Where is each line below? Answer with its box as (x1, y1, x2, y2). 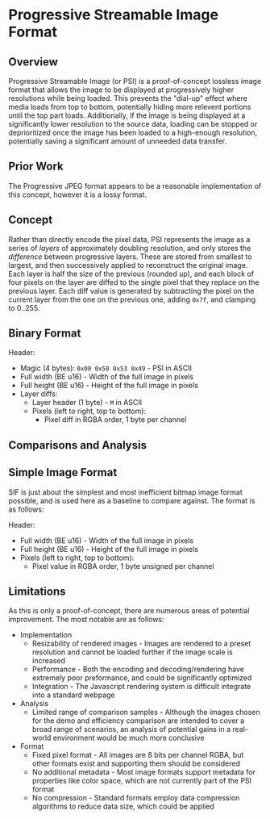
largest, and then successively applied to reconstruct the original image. (8, 260, 248, 270)
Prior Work (8, 160, 64, 173)
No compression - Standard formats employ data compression (31, 793, 240, 803)
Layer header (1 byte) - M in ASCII (31, 398, 143, 407)
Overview (8, 55, 59, 69)
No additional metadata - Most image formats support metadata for (31, 767, 256, 777)
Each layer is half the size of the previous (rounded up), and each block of (8, 269, 255, 278)
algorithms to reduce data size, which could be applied (31, 801, 215, 812)
